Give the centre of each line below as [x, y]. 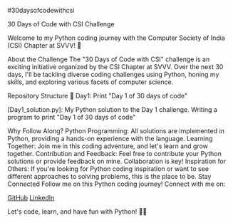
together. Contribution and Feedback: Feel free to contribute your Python [115, 154]
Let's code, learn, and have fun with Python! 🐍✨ [77, 212]
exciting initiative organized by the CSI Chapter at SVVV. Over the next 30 [115, 67]
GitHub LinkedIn [31, 198]
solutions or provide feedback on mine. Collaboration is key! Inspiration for [117, 161]
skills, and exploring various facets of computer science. [90, 82]
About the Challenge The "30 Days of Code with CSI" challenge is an [109, 59]
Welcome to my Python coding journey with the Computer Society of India [116, 38]
